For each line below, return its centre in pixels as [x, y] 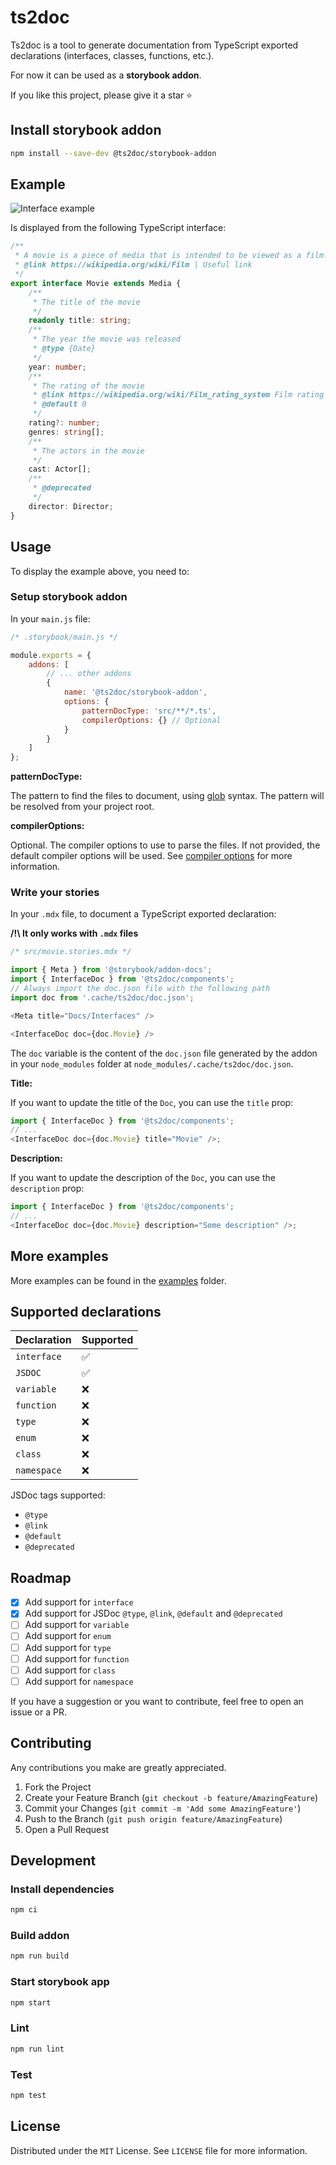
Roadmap [41, 1577]
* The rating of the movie [88, 386]
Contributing [51, 1743]
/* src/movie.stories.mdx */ [71, 952]
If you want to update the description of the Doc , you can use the [143, 1178]
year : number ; [57, 367]
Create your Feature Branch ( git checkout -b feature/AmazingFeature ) [171, 1797]
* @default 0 [59, 404]
